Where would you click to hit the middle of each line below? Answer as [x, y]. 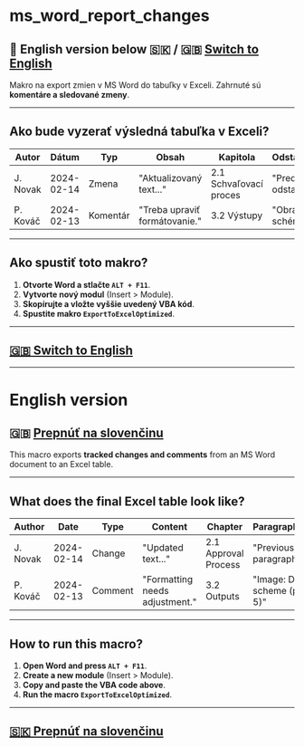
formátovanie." [170, 221]
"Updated [163, 548]
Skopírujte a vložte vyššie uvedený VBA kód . [108, 303]
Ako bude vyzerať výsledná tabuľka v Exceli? [139, 132]
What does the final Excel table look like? [127, 501]
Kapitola [237, 157]
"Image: [270, 579]
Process [223, 565]
